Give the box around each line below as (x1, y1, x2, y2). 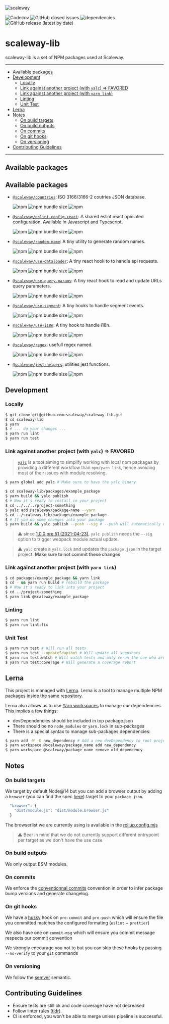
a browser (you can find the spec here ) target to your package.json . (5, 793, 144, 799)
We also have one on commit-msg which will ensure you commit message (5, 930, 155, 936)
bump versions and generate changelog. (5, 891, 90, 897)
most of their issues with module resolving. (17, 470, 107, 476)
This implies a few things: (5, 708, 58, 714)
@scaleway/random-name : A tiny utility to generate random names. (12, 238, 146, 245)
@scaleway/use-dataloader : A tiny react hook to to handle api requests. (12, 258, 158, 264)
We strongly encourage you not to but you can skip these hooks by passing (5, 945, 162, 951)
